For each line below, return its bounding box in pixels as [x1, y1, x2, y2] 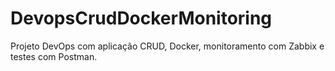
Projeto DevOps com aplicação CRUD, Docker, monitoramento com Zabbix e [10, 40, 325, 52]
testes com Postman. [10, 50, 98, 62]
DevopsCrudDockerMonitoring [10, 7, 273, 30]
